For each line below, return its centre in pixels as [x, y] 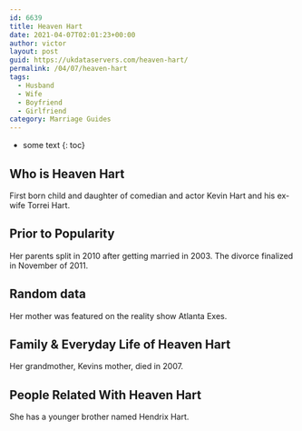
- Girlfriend [42, 111]
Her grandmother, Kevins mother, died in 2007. [97, 366]
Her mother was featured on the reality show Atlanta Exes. [118, 316]
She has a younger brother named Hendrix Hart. [99, 417]
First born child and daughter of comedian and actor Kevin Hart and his [142, 195]
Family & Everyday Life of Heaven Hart [120, 344]
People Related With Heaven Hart [106, 395]
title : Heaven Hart [46, 26]
